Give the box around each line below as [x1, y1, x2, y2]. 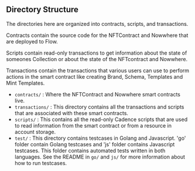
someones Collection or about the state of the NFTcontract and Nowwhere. [6, 55, 188, 62]
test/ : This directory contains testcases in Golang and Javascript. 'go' [14, 135, 186, 142]
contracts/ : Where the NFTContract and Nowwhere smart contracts [14, 90, 180, 98]
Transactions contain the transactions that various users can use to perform [6, 67, 189, 74]
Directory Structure [6, 5, 79, 15]
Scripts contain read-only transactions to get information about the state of [6, 49, 187, 56]
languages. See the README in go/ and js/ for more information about [14, 153, 186, 160]
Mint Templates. [6, 79, 45, 86]
